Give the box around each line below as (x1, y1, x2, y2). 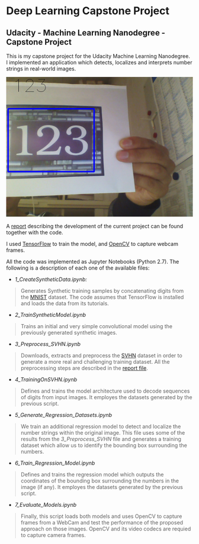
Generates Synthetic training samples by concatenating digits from (20, 287, 184, 294)
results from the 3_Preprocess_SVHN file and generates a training (20, 436, 182, 442)
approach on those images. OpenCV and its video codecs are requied (20, 525, 191, 532)
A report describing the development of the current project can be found (6, 223, 184, 229)
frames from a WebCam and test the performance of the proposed (20, 519, 184, 526)
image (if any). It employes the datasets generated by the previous (20, 484, 184, 490)
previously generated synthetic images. (20, 329, 117, 336)
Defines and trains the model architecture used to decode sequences (20, 387, 190, 394)
